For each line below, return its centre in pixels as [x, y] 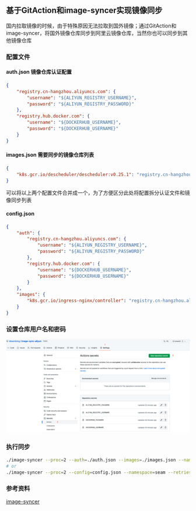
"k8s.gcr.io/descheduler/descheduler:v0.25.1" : [75, 174]
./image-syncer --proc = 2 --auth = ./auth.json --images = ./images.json [91, 460]
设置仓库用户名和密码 [36, 329]
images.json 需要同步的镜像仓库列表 [50, 155]
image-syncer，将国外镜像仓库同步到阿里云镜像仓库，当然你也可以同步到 [94, 33]
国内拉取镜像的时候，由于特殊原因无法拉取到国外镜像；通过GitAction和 [91, 26]
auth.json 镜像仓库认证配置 [39, 72]
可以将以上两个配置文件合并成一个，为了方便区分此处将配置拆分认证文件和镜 [98, 192]
